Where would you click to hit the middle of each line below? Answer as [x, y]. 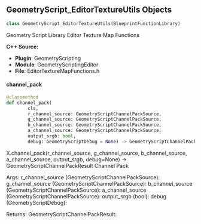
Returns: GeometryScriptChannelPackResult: [62, 214]
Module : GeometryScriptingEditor [57, 65]
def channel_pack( [29, 103]
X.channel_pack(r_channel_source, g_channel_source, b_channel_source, [97, 153]
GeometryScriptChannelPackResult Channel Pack [67, 165]
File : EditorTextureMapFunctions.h [57, 70]
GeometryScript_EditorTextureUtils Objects [89, 10]
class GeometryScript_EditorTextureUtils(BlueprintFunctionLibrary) [93, 23]
